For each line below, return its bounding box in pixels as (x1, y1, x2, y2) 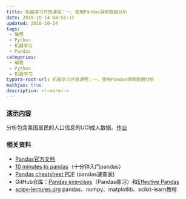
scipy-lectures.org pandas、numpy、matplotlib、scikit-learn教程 (15, 186, 178, 193)
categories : (6, 54, 36, 60)
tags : (6, 25, 20, 32)
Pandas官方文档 (15, 155, 56, 163)
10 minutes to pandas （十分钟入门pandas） (15, 163, 124, 170)
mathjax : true (6, 83, 42, 89)
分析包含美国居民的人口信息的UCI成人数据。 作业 (6, 124, 127, 131)
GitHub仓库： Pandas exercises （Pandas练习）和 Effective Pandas (15, 178, 180, 186)
